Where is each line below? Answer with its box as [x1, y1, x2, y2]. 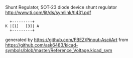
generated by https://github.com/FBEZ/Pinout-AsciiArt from [5, 37, 129, 42]
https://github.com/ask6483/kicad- [5, 42, 79, 48]
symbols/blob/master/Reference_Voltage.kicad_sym [5, 47, 112, 53]
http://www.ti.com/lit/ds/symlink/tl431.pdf [5, 9, 91, 15]
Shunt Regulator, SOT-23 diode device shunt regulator [5, 4, 117, 10]
